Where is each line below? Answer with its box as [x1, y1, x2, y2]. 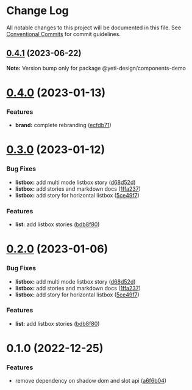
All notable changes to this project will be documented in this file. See [6, 24, 182, 31]
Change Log [6, 4, 69, 18]
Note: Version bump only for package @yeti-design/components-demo [6, 64, 186, 72]
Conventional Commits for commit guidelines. [6, 30, 121, 37]
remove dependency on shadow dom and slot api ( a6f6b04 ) [15, 377, 166, 384]
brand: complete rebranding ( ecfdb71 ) [15, 122, 112, 129]
